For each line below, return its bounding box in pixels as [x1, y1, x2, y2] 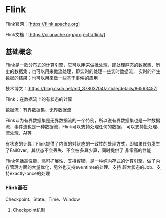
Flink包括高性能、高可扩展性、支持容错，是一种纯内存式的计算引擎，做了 [5, 158, 156, 164]
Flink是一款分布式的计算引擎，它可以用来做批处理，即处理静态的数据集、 [5, 62, 156, 68]
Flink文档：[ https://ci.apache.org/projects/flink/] [5, 31, 106, 37]
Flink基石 [5, 184, 28, 191]
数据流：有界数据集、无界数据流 [5, 107, 71, 113]
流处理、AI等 [5, 130, 32, 136]
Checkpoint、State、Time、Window [5, 196, 80, 202]
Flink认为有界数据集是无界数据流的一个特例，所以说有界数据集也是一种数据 [5, 117, 160, 123]
